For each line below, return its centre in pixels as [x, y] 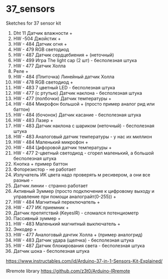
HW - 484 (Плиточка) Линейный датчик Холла [64, 76]
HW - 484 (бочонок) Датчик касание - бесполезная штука [77, 115]
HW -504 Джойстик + [37, 38]
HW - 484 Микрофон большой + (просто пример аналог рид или [84, 104]
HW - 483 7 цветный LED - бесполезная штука [64, 87]
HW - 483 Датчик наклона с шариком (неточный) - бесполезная [84, 126]
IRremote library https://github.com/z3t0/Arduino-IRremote [68, 271]
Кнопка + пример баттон [40, 164]
